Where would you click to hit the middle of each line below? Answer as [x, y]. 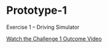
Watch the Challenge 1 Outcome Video [54, 38]
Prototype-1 [37, 10]
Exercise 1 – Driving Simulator [43, 27]
